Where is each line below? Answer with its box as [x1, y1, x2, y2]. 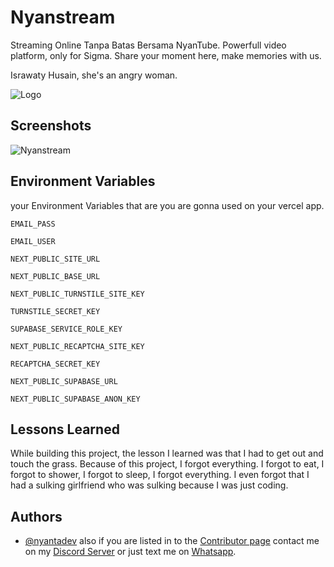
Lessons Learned [10, 421, 120, 438]
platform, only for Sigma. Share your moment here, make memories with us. [10, 49, 322, 61]
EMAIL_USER [10, 236, 56, 246]
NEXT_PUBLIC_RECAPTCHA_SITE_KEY [10, 341, 145, 351]
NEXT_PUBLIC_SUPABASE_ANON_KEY [10, 394, 141, 404]
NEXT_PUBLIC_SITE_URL [10, 254, 101, 264]
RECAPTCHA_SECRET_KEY [10, 359, 101, 369]
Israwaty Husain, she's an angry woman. [10, 69, 178, 81]
